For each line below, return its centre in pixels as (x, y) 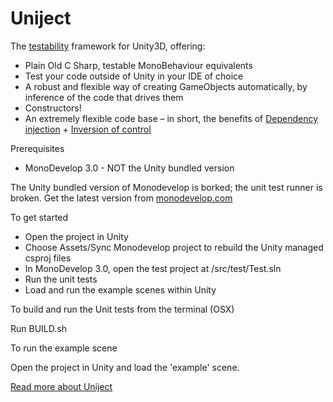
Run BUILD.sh (38, 328)
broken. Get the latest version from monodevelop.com (121, 198)
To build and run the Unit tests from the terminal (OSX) (122, 309)
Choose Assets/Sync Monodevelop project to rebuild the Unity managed (174, 247)
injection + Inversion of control (88, 129)
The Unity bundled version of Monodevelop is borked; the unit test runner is (166, 187)
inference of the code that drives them (104, 97)
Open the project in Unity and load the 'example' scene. (125, 367)
